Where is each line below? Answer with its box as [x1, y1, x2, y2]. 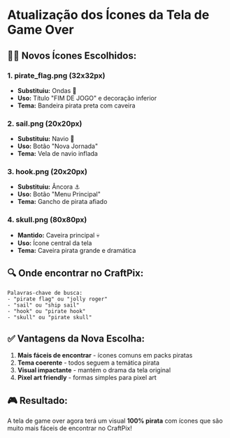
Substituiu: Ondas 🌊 [17, 86, 77, 94]
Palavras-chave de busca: [7, 289, 82, 296]
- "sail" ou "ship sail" [7, 301, 80, 309]
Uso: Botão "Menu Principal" [17, 190, 101, 198]
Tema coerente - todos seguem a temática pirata [17, 358, 159, 367]
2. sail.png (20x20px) [7, 119, 82, 129]
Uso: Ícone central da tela [17, 238, 92, 247]
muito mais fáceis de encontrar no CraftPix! [7, 424, 133, 432]
